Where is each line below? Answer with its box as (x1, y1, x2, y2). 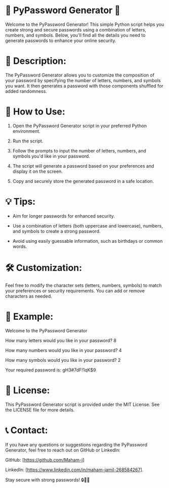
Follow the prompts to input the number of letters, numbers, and (12, 147, 147, 154)
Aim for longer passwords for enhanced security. (12, 213, 115, 219)
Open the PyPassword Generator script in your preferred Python (12, 123, 147, 129)
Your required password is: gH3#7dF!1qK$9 (5, 367, 96, 373)
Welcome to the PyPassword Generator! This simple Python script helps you (5, 21, 164, 27)
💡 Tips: (5, 196, 36, 207)
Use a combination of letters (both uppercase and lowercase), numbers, (12, 222, 163, 229)
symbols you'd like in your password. (12, 153, 90, 159)
